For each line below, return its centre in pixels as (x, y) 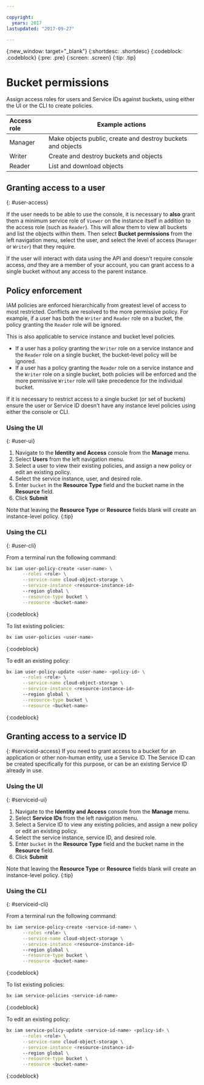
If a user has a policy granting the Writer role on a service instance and (104, 348)
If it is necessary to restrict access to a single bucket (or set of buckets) (96, 399)
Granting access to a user (56, 187)
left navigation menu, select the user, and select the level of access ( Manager (102, 240)
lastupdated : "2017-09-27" (40, 29)
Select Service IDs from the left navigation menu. (77, 818)
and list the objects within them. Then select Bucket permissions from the (99, 234)
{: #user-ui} (21, 441)
